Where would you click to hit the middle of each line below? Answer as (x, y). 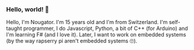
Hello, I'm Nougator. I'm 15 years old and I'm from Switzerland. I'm (87, 22)
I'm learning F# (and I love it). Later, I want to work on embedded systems (96, 35)
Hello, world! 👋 (28, 9)
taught (14, 28)
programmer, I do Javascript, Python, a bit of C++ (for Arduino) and (106, 28)
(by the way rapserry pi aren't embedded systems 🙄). (72, 41)
